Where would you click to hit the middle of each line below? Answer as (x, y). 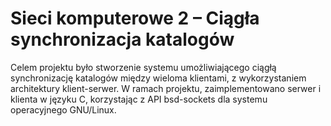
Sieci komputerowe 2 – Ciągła (135, 18)
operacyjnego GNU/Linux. (63, 109)
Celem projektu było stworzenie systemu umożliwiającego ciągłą (143, 67)
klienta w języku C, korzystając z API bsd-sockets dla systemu (139, 99)
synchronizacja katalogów (122, 39)
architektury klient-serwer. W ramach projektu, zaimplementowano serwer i (166, 88)
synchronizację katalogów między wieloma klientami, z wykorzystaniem (158, 78)
